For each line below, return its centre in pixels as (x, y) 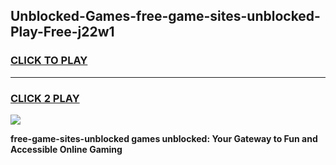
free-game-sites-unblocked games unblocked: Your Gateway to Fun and (164, 138)
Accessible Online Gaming (66, 149)
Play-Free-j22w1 (62, 32)
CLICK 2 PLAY (45, 98)
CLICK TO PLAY (49, 61)
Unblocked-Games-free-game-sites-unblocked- (165, 16)
